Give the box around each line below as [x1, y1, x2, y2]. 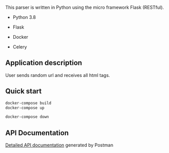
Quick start [5, 87, 42, 96]
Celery [12, 44, 27, 50]
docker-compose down [5, 114, 50, 119]
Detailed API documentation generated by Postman [5, 142, 114, 148]
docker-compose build [5, 100, 52, 106]
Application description [5, 59, 82, 67]
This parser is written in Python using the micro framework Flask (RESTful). [5, 5, 164, 10]
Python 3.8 [12, 14, 36, 20]
